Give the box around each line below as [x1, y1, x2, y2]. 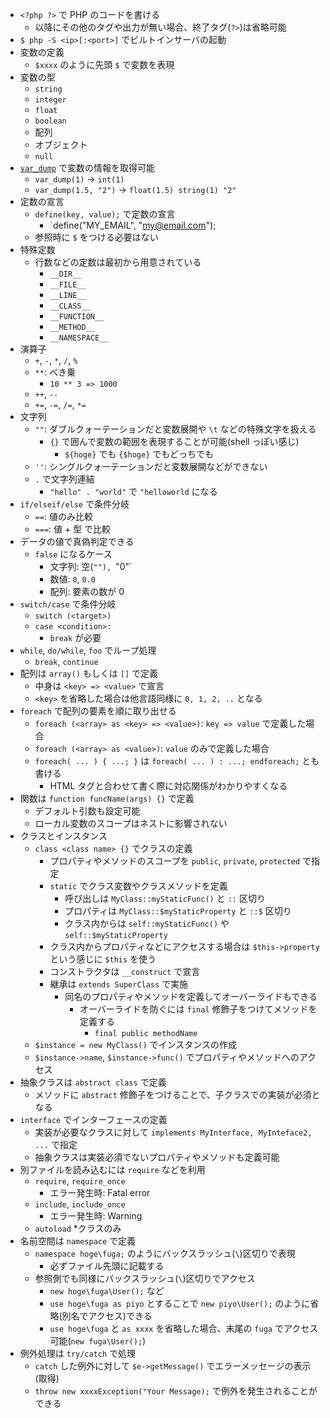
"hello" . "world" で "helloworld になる [49, 486, 218, 497]
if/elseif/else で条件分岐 [19, 498, 130, 510]
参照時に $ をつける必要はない [34, 231, 159, 243]
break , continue [34, 656, 99, 667]
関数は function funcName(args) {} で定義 [19, 793, 195, 804]
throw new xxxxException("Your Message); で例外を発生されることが [34, 1385, 318, 1397]
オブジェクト [34, 139, 88, 150]
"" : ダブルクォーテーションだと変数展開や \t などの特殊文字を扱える [34, 423, 317, 435]
